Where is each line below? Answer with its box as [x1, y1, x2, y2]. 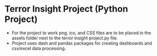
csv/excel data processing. [11, 45, 67, 51]
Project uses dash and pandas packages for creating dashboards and [11, 40, 152, 46]
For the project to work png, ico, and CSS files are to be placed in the [11, 30, 151, 36]
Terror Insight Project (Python [4, 3, 128, 15]
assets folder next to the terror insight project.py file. [11, 35, 118, 41]
